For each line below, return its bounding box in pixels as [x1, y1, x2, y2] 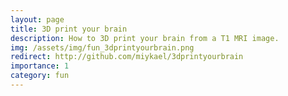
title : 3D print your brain [10, 24, 128, 34]
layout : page [10, 14, 65, 25]
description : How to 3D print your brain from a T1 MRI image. [10, 33, 280, 43]
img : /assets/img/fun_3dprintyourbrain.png [10, 42, 195, 53]
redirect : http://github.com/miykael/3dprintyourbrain [10, 52, 244, 62]
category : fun [10, 71, 70, 81]
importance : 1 [10, 61, 70, 71]
